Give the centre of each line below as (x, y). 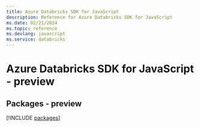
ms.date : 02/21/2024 (32, 23)
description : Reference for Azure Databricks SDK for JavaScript (89, 17)
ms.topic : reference (32, 28)
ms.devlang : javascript (36, 34)
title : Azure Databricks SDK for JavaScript (63, 12)
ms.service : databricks (36, 39)
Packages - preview (44, 103)
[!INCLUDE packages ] (33, 118)
